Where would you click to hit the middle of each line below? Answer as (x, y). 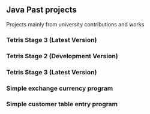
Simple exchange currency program (60, 88)
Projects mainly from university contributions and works (75, 24)
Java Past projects (41, 10)
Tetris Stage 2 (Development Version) (62, 56)
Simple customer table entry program (62, 104)
